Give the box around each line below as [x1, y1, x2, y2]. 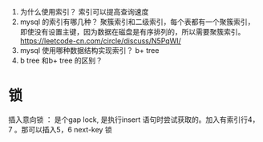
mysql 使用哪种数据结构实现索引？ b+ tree [19, 46, 160, 55]
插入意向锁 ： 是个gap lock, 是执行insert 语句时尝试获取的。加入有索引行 [8, 115, 249, 124]
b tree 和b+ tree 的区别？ [19, 55, 103, 65]
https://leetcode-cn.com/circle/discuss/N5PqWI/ [19, 36, 182, 46]
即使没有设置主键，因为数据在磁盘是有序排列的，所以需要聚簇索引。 [19, 27, 245, 36]
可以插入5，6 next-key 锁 [27, 124, 112, 134]
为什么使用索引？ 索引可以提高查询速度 [19, 7, 149, 16]
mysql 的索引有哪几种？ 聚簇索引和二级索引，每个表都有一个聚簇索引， [19, 17, 255, 26]
